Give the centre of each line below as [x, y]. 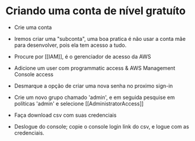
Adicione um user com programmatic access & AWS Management [95, 68]
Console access [34, 74]
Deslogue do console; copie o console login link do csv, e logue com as [101, 126]
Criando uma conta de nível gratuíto [96, 11]
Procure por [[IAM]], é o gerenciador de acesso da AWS [83, 56]
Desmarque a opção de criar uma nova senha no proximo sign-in [93, 86]
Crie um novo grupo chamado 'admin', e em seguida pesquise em [95, 97]
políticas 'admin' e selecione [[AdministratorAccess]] [79, 103]
